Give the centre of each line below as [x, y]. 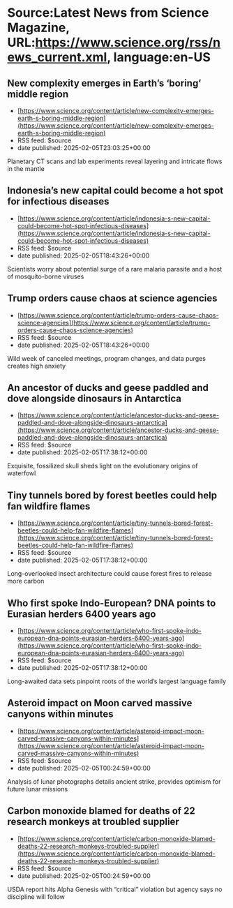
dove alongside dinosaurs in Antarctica [94, 399]
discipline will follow [36, 896]
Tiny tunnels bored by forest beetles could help [112, 495]
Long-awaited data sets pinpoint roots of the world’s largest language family [117, 681]
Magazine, [38, 28]
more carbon [26, 581]
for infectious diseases [58, 201]
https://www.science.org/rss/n [128, 43]
